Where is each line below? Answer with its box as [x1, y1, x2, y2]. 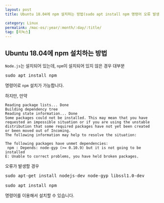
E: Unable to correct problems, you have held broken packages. [5, 154, 139, 159]
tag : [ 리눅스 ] [5, 30, 31, 35]
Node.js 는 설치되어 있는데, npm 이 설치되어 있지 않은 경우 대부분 [5, 63, 125, 68]
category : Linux [5, 21, 38, 25]
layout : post [5, 7, 32, 12]
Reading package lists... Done [5, 102, 69, 108]
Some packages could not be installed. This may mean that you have [5, 115, 148, 120]
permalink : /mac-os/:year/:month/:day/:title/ [5, 25, 102, 30]
